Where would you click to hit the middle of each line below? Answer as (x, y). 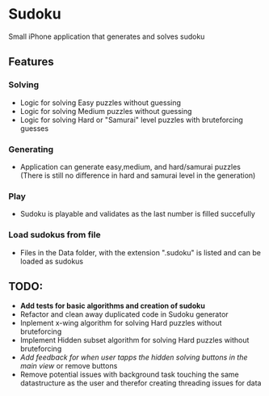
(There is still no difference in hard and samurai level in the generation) (138, 175)
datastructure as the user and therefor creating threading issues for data (141, 383)
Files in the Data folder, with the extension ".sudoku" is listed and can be (140, 252)
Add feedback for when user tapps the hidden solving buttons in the (134, 357)
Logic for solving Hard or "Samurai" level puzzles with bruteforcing (132, 120)
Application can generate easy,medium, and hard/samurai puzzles (130, 166)
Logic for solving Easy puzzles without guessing (101, 103)
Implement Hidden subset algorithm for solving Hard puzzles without (134, 340)
